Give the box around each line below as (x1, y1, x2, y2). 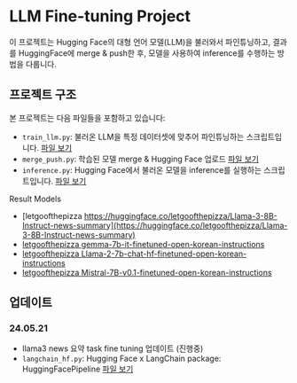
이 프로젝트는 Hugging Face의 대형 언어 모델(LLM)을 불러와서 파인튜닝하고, (9, 36, 271, 47)
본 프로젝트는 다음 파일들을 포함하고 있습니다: (9, 113, 166, 123)
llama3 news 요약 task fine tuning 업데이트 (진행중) (21, 343, 204, 354)
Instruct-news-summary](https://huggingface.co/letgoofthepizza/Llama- (21, 220, 288, 231)
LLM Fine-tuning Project (9, 6, 191, 27)
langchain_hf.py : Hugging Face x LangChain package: (21, 353, 222, 364)
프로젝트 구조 (9, 87, 77, 103)
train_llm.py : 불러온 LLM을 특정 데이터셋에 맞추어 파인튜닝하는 (21, 131, 245, 142)
